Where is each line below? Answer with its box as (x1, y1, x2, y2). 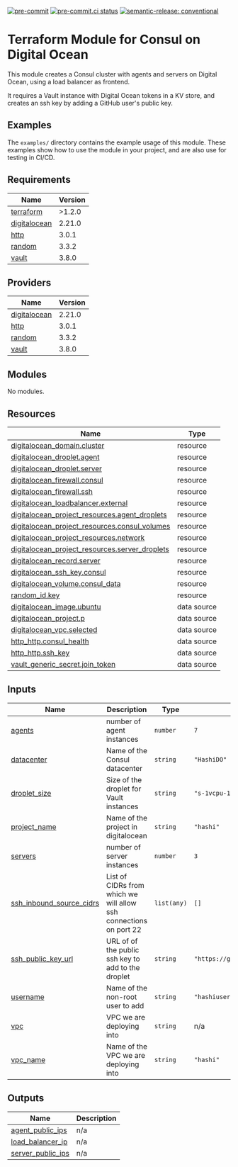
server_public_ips (11, 1148, 69, 1158)
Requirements (7, 174, 71, 186)
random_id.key (11, 590, 60, 600)
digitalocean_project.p (11, 614, 85, 623)
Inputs (7, 684, 37, 696)
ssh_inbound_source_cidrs (11, 898, 100, 908)
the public (106, 945, 140, 954)
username (11, 992, 45, 1002)
